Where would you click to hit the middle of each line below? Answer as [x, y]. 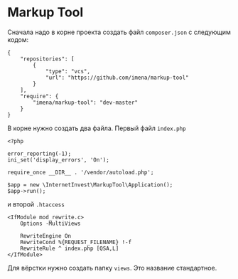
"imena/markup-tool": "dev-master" [86, 102]
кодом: [18, 39]
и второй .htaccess [36, 204]
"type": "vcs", [68, 71]
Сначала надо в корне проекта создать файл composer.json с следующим [119, 32]
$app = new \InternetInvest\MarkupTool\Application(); [90, 185]
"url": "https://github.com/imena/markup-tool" [117, 78]
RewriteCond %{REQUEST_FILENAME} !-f [76, 242]
